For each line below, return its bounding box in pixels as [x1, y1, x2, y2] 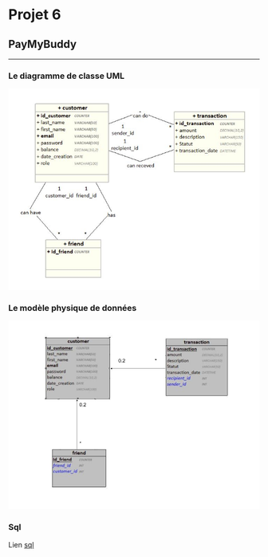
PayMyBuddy [8, 37, 77, 51]
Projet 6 [8, 6, 61, 24]
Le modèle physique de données [8, 303, 137, 314]
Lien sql [8, 539, 34, 549]
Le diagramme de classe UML [8, 70, 125, 81]
